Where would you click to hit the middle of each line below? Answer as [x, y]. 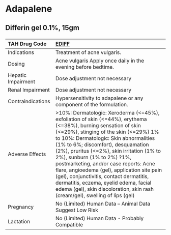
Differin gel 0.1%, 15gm [42, 28]
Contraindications [29, 101]
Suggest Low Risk [77, 210]
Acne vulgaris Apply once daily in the [100, 61]
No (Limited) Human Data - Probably [99, 218]
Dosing [16, 64]
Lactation [19, 221]
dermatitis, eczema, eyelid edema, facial [103, 183]
